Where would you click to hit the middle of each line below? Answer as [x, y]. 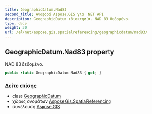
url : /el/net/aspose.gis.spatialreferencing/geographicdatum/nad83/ [76, 32]
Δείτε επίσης [21, 85]
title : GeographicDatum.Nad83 [36, 10]
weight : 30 [16, 28]
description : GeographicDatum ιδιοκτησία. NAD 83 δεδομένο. [68, 19]
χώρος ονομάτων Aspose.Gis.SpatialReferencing [62, 101]
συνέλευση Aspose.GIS [36, 106]
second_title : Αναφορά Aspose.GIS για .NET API [54, 14]
